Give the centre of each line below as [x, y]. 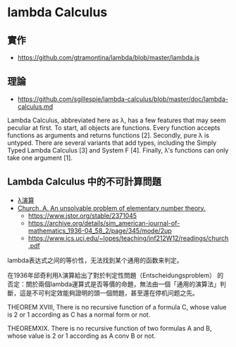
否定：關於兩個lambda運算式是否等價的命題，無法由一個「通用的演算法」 [114, 284]
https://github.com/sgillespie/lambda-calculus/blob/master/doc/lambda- [123, 99]
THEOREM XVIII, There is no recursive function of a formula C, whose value [117, 307]
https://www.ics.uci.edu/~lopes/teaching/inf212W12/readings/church [128, 238]
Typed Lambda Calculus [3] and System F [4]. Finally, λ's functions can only [118, 150]
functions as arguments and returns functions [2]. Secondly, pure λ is [108, 135]
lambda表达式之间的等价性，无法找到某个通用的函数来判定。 [95, 260]
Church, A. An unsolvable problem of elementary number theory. [111, 208]
